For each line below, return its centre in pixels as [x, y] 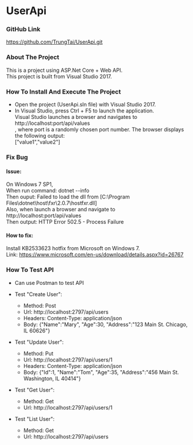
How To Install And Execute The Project [64, 91]
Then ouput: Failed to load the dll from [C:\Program [68, 197]
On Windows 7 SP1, [30, 184]
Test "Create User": [39, 294]
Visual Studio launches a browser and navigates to [76, 117]
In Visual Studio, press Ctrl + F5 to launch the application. [84, 111]
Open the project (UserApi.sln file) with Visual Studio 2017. [85, 105]
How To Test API [30, 270]
